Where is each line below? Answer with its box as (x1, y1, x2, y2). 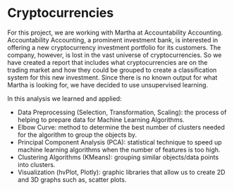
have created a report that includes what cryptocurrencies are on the (7, 58, 208, 66)
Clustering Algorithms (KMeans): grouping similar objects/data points (17, 153, 219, 161)
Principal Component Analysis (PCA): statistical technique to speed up (17, 137, 222, 146)
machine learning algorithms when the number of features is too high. (17, 145, 221, 154)
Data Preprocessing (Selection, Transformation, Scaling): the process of (17, 108, 227, 116)
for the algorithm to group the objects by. (17, 130, 137, 139)
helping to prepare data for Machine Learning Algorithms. (17, 115, 185, 124)
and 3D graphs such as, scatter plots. (17, 175, 127, 184)
